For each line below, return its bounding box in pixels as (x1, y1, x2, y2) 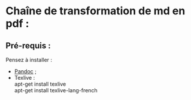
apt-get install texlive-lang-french (14, 87, 98, 93)
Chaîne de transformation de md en (5, 4, 186, 18)
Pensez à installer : (5, 57, 52, 63)
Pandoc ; (14, 68, 37, 75)
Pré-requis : (5, 40, 51, 51)
